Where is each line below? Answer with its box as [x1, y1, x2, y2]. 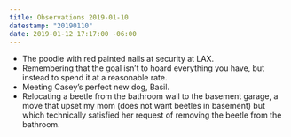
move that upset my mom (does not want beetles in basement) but [21, 101, 266, 111]
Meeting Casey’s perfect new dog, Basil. [21, 81, 170, 93]
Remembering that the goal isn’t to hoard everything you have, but [21, 63, 264, 73]
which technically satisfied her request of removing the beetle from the [21, 110, 282, 120]
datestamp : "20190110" [9, 21, 93, 30]
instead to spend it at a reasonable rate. [21, 72, 168, 83]
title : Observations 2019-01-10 [9, 12, 129, 22]
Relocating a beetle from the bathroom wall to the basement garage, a [21, 91, 279, 102]
